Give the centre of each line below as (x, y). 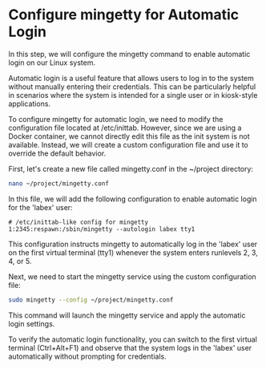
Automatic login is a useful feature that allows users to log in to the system (131, 78)
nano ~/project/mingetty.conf (59, 183)
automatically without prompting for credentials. (87, 356)
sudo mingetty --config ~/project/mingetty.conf (91, 300)
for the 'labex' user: (41, 207)
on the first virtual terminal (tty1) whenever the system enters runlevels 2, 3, (133, 252)
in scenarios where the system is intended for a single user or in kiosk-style (133, 95)
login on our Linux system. (52, 63)
